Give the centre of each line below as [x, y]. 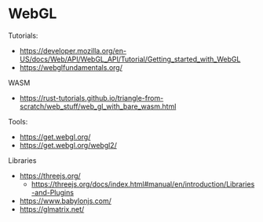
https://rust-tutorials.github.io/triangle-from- [91, 98]
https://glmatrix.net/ [52, 209]
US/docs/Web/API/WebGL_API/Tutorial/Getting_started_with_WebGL [130, 59]
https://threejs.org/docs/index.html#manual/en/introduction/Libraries [143, 184]
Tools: [18, 121]
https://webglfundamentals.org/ [71, 67]
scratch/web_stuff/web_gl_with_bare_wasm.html [98, 106]
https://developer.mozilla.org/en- [73, 50]
